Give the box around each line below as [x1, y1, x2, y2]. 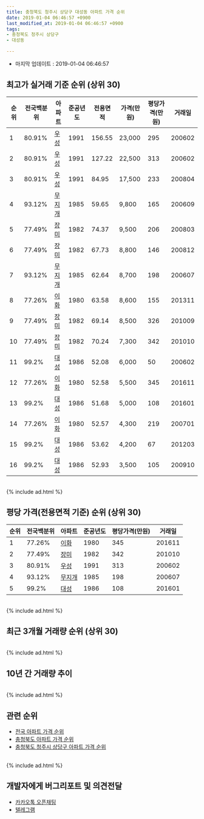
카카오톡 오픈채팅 [15, 798, 56, 806]
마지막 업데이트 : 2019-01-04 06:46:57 [15, 60, 109, 67]
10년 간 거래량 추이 [6, 668, 73, 679]
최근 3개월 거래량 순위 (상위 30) [6, 626, 118, 637]
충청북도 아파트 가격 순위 [15, 735, 74, 743]
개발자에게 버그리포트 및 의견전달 [6, 781, 123, 792]
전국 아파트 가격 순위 [15, 728, 64, 735]
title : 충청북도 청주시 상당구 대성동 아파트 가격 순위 [6, 9, 125, 15]
